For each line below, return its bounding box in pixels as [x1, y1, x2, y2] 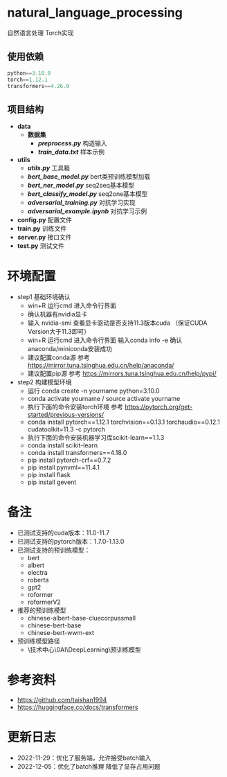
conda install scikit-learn [27, 441, 98, 449]
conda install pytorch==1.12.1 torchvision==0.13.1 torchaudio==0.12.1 [27, 418, 220, 427]
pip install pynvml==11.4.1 [27, 463, 100, 472]
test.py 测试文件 [17, 242, 64, 250]
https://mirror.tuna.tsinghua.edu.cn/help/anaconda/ [27, 361, 174, 370]
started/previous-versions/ [27, 411, 105, 419]
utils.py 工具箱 [27, 164, 71, 172]
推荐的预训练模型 [17, 606, 66, 614]
